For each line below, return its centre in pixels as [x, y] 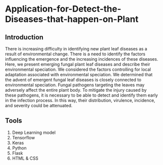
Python [19, 148]
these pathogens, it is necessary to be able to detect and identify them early [81, 95]
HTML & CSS [25, 158]
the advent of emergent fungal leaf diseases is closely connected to [73, 80]
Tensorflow [23, 137]
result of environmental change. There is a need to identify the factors [75, 54]
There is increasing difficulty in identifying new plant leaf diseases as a [76, 49]
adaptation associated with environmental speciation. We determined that [79, 74]
